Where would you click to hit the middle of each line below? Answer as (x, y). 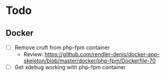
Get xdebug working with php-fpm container (70, 67)
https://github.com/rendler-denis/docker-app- (102, 55)
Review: (33, 55)
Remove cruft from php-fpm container (62, 47)
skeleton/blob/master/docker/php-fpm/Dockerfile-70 (89, 61)
